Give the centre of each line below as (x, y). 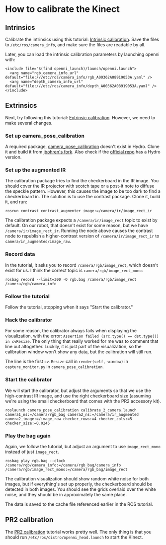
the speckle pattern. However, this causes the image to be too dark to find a (83, 191)
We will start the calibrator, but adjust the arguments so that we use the (78, 390)
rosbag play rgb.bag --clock (35, 461)
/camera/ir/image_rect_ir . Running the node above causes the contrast (79, 231)
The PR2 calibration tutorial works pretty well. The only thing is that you (78, 532)
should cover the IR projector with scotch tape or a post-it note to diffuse (80, 186)
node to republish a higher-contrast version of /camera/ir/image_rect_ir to (82, 236)
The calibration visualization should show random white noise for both (77, 478)
